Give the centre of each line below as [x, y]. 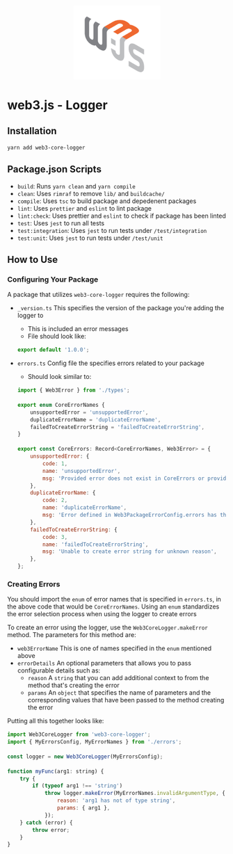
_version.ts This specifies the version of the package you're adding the [121, 308]
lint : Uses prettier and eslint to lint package [84, 208]
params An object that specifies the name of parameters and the [119, 693]
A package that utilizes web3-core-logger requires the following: [98, 295]
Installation [32, 131]
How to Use [33, 260]
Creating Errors [34, 584]
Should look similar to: [59, 377]
